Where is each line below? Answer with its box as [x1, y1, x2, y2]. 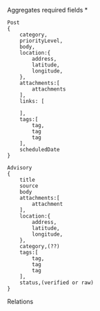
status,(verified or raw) [19, 279, 94, 286]
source [19, 182, 39, 189]
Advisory [7, 164, 32, 171]
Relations [7, 297, 34, 305]
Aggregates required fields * [7, 6, 88, 14]
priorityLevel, [19, 37, 63, 44]
